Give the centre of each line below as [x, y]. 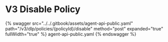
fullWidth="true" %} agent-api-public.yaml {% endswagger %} [71, 34]
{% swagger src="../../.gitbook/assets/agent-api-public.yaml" [69, 23]
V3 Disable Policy [43, 9]
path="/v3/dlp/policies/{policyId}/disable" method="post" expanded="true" [84, 28]
